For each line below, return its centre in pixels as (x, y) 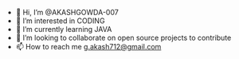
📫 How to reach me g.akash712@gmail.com (88, 47)
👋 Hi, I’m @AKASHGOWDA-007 (67, 12)
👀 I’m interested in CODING (60, 21)
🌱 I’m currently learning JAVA (64, 29)
